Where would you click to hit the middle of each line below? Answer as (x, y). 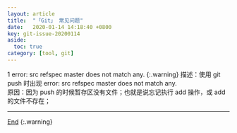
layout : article (31, 14)
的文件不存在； (29, 100)
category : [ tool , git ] (41, 54)
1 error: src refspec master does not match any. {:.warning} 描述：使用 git (114, 74)
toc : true (28, 47)
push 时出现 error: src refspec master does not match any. (92, 83)
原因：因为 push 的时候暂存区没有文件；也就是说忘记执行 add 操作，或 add (116, 92)
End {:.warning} (30, 122)
